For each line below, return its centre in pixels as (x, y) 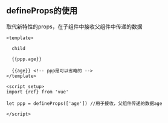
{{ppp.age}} (27, 59)
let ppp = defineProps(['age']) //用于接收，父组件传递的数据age (84, 103)
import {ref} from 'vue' (37, 92)
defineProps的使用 (42, 11)
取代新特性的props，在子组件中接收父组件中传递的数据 (74, 27)
